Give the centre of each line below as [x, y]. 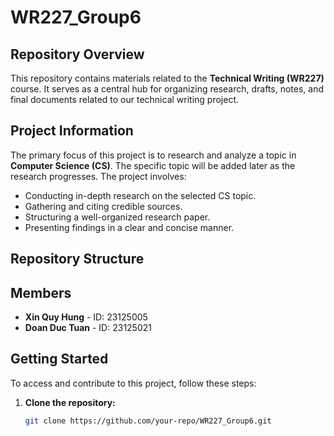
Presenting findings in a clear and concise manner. [129, 227]
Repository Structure [77, 259]
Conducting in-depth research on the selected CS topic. [140, 195]
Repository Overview [77, 54]
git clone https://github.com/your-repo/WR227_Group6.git [148, 421]
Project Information [72, 131]
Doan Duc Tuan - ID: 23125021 [88, 328]
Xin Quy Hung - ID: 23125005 [86, 317]
